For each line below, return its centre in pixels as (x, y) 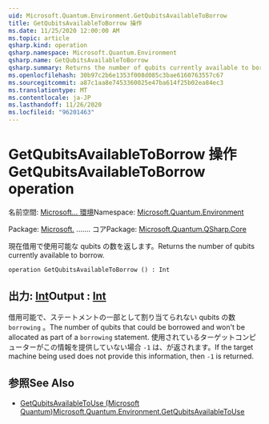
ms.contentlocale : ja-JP (50, 98)
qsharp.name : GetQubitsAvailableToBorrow (78, 61)
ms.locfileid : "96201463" (51, 113)
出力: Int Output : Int (57, 296)
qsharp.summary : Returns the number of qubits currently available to (128, 68)
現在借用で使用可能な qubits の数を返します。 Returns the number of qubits (131, 246)
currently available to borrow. (56, 255)
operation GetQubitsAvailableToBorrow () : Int (89, 270)
